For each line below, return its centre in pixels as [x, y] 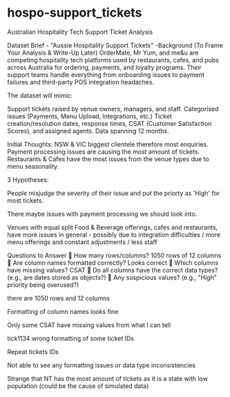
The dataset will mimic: [40, 95]
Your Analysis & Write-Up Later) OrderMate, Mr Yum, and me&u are [103, 53]
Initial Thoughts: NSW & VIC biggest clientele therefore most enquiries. [108, 144]
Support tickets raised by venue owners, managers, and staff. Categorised [113, 109]
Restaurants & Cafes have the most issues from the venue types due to [108, 159]
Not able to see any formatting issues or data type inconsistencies [101, 365]
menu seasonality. [33, 166]
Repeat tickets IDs [33, 351]
